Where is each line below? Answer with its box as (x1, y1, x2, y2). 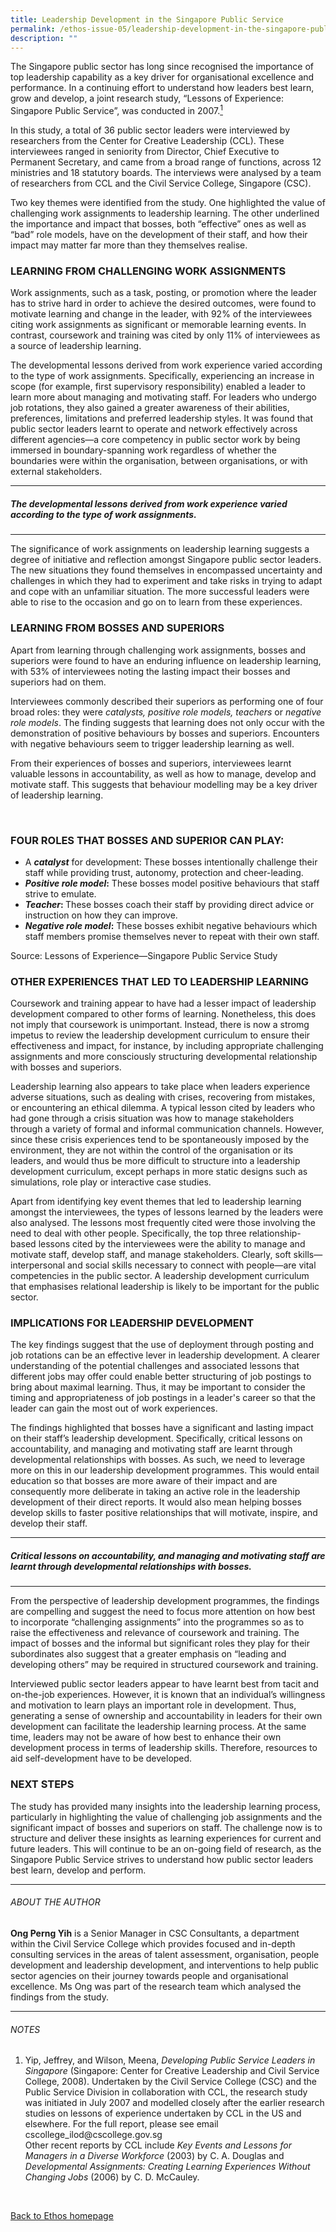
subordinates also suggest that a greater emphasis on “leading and (10, 1648, 287, 1660)
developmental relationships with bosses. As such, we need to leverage (10, 1454, 306, 1466)
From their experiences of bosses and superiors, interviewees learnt (10, 757, 292, 769)
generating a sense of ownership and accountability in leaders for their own (10, 1710, 323, 1722)
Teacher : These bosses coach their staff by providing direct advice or (24, 898, 315, 910)
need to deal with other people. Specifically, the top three (10, 1227, 247, 1240)
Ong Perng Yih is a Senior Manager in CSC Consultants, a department (10, 1927, 300, 1939)
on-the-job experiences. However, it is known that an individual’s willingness (10, 1689, 326, 1701)
